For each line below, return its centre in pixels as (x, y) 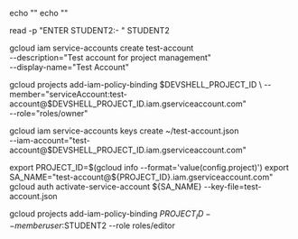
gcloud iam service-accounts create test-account (102, 48)
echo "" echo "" (39, 13)
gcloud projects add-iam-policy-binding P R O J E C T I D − (110, 215)
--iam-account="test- (50, 140)
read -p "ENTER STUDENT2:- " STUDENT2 (89, 30)
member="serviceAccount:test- (69, 94)
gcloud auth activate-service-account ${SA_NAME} (106, 187)
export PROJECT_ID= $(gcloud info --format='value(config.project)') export (149, 167)
